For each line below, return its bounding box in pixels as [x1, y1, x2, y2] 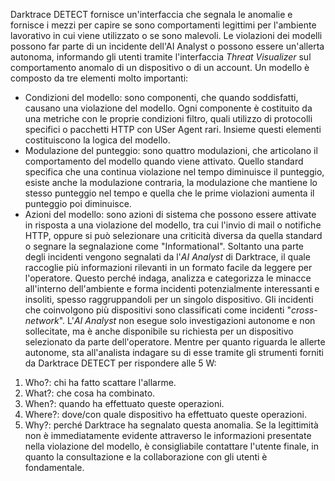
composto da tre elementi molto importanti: [10, 72, 189, 84]
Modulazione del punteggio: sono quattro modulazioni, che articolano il [24, 145, 318, 156]
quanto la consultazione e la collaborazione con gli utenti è [24, 451, 268, 463]
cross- [290, 304, 318, 316]
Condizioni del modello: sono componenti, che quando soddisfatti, [24, 92, 299, 103]
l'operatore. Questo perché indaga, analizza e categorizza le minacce [24, 272, 312, 284]
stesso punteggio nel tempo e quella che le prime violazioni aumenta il [24, 187, 315, 199]
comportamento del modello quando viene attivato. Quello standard [24, 155, 304, 167]
